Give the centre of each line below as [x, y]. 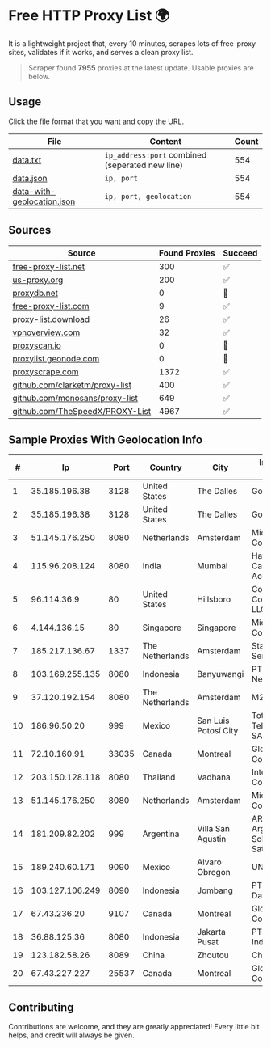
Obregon [214, 873]
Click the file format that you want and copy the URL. [96, 121]
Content [166, 141]
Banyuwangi [221, 674]
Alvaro [209, 862]
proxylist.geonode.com [56, 358]
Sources [30, 230]
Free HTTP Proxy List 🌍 [89, 16]
